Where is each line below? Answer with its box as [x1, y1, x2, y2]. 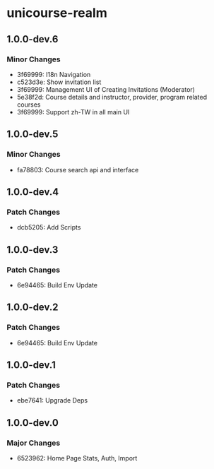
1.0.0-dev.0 [6, 417, 59, 429]
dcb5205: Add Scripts [16, 223, 81, 232]
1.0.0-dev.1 [6, 359, 56, 372]
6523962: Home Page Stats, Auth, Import [16, 454, 138, 462]
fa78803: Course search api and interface [16, 165, 139, 174]
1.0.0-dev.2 [6, 302, 59, 314]
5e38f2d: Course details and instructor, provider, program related [16, 93, 208, 101]
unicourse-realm [6, 5, 107, 21]
